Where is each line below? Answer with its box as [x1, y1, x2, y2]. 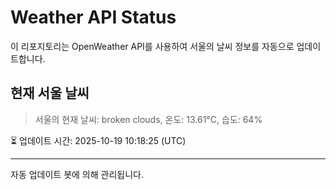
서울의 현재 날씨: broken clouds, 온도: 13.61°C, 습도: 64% [34, 113, 263, 125]
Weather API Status [10, 6, 177, 29]
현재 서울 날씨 [10, 85, 90, 102]
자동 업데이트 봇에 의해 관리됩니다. [10, 168, 144, 180]
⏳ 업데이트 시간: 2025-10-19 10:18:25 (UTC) [10, 134, 187, 146]
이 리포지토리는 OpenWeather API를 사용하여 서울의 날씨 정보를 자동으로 [10, 40, 295, 52]
